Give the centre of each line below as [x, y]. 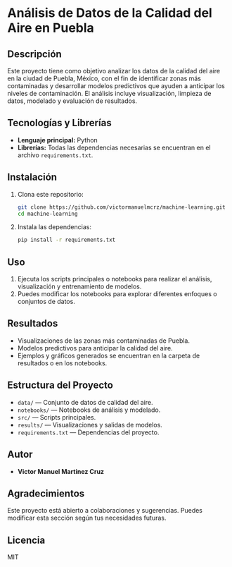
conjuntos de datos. [46, 302]
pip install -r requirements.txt [66, 240]
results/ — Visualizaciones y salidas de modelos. [90, 425]
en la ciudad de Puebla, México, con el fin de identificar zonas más [104, 78]
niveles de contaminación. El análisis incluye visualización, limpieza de [110, 93]
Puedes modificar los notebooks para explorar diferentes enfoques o [117, 294]
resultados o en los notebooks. [62, 363]
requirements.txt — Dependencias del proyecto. [88, 432]
